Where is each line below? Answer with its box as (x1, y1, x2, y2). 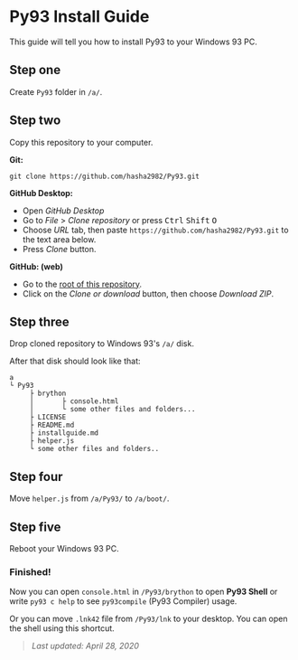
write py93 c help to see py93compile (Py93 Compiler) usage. (9, 596, 237, 607)
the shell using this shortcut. (9, 623, 115, 634)
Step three (9, 314, 70, 329)
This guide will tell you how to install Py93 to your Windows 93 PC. (9, 36, 257, 47)
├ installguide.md (29, 429, 99, 438)
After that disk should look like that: (9, 355, 142, 367)
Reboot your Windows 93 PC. (9, 543, 119, 553)
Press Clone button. (22, 243, 97, 254)
